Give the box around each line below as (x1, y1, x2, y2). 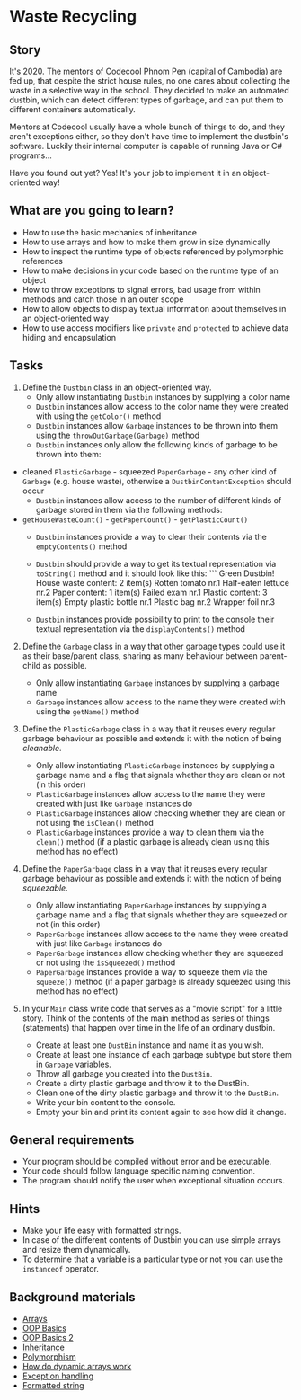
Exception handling (22, 1370, 94, 1381)
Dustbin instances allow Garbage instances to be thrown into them (35, 420, 279, 430)
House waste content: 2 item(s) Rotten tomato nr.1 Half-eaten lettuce (35, 577, 290, 588)
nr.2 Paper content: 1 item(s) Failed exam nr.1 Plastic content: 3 (35, 587, 268, 598)
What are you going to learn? (9, 203, 175, 218)
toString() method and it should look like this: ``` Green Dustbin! (35, 568, 275, 579)
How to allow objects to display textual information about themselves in (22, 303, 287, 314)
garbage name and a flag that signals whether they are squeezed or (35, 909, 288, 920)
